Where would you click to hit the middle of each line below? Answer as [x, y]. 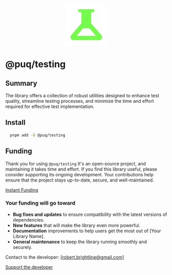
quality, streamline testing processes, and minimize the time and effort [80, 101]
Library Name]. [28, 236]
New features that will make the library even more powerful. [77, 225]
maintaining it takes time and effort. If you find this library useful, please [81, 169]
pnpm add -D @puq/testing [38, 135]
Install [15, 123]
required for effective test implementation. [50, 106]
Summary [21, 83]
